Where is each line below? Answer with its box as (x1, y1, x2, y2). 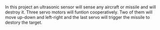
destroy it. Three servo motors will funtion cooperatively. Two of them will (5, 9, 153, 15)
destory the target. (5, 19, 43, 25)
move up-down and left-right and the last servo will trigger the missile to (5, 15, 150, 20)
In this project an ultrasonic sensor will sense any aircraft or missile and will (5, 4, 156, 10)
